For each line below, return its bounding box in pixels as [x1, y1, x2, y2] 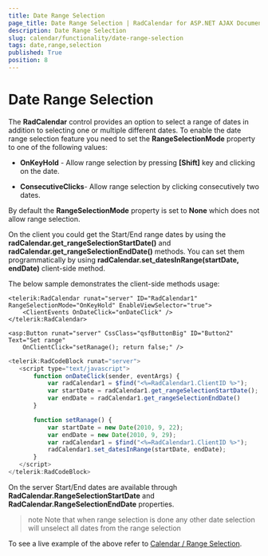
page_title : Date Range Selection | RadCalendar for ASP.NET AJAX [8, 19, 234, 27]
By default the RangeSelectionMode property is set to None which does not [8, 205, 260, 215]
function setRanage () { [33, 416, 112, 424]
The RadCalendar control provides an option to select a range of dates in [8, 116, 249, 126]
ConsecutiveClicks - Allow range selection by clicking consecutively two [19, 181, 259, 191]
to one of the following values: [8, 142, 108, 152]
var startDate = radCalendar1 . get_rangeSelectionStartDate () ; [47, 387, 259, 395]
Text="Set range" [8, 336, 66, 344]
